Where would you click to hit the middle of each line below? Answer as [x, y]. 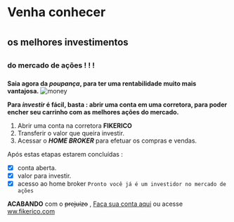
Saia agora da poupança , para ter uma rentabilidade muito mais [102, 83]
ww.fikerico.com [31, 211]
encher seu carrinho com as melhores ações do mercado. [93, 112]
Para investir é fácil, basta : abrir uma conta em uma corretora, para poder [117, 104]
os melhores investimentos [68, 43]
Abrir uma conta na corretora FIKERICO [74, 125]
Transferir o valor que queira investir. [71, 133]
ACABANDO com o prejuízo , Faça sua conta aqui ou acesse [95, 204]
